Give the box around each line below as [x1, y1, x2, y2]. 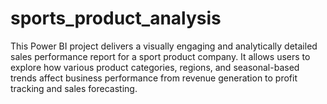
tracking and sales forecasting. [10, 82, 138, 94]
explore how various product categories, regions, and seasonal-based [10, 61, 300, 73]
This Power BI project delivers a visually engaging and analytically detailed [10, 40, 318, 52]
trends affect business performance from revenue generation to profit [10, 72, 298, 84]
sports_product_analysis [10, 7, 222, 30]
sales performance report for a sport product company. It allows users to [10, 50, 311, 62]
